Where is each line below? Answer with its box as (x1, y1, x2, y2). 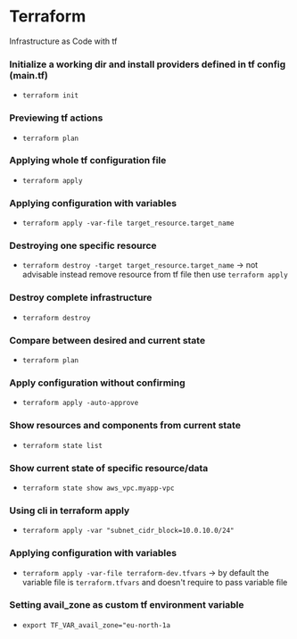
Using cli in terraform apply (9, 504, 130, 517)
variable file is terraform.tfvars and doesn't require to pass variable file (21, 577, 288, 587)
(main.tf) (9, 69, 49, 81)
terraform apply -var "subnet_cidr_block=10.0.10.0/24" (21, 527, 235, 535)
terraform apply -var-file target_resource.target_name (21, 219, 235, 228)
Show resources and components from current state (9, 419, 241, 432)
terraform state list (21, 441, 103, 450)
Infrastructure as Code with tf (9, 36, 118, 46)
